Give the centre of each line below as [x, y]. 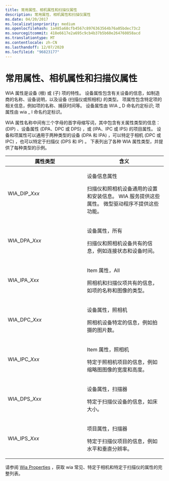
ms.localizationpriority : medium [40, 24]
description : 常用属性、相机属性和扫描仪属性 [48, 15]
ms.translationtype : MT [30, 38]
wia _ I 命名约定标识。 [42, 112]
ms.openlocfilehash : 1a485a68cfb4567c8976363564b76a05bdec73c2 [73, 29]
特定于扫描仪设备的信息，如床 [122, 402]
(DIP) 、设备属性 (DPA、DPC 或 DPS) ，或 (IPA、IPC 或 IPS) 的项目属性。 [80, 129]
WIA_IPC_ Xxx [24, 359]
